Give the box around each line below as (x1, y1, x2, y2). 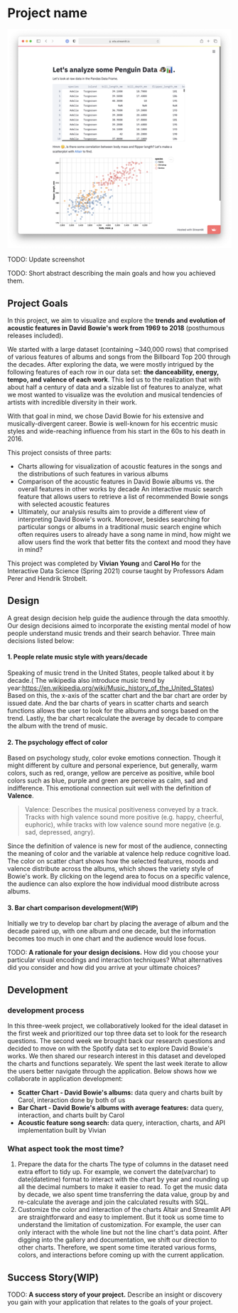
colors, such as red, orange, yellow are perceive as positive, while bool (7, 769, 215, 778)
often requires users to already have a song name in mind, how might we (17, 530, 231, 538)
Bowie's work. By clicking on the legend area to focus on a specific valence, (7, 872, 231, 881)
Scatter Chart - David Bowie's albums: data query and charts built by (17, 1088, 223, 1097)
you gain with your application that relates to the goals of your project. (7, 1298, 213, 1307)
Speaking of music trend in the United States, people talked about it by (7, 668, 215, 677)
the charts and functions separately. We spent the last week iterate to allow (7, 1060, 228, 1068)
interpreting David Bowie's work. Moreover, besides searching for (17, 515, 210, 523)
